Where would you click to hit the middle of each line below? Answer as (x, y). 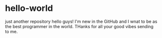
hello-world (29, 8)
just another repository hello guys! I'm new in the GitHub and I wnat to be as (81, 21)
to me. (11, 31)
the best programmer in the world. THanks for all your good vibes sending (79, 26)
